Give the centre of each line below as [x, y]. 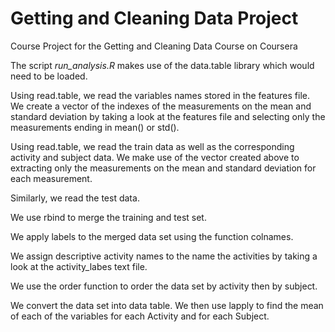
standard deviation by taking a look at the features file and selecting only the [168, 116]
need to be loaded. [49, 76]
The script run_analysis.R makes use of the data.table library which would [162, 65]
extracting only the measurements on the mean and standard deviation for [163, 168]
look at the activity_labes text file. [79, 266]
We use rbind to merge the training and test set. [108, 217]
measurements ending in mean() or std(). [95, 127]
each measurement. [51, 178]
